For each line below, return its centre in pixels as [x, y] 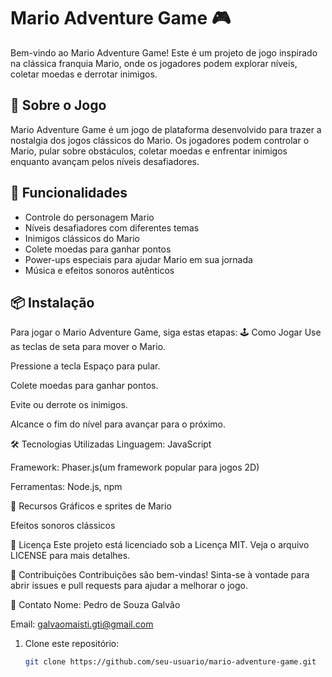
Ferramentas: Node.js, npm [66, 487]
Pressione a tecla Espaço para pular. [85, 366]
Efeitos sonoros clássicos [63, 526]
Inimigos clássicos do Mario [82, 238]
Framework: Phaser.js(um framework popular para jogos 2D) [135, 467]
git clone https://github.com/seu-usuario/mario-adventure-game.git [170, 662]
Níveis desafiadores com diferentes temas [112, 227]
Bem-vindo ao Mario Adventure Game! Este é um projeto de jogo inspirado [164, 52]
